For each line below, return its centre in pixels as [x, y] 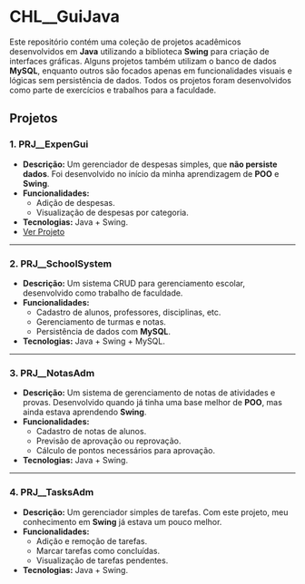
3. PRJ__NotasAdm [52, 373]
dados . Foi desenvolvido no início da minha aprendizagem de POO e [151, 173]
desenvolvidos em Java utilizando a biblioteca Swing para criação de [139, 51]
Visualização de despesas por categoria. [112, 212]
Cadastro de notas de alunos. [91, 432]
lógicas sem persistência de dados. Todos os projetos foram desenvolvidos [151, 80]
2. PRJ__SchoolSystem [61, 263]
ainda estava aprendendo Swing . [84, 412]
